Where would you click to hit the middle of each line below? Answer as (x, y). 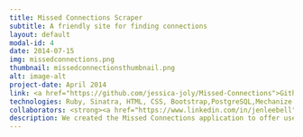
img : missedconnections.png (62, 59)
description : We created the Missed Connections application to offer (145, 118)
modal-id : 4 (32, 43)
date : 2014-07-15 (42, 51)
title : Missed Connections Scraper (76, 18)
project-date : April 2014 (58, 85)
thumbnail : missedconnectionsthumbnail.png (92, 68)
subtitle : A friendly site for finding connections (108, 26)
